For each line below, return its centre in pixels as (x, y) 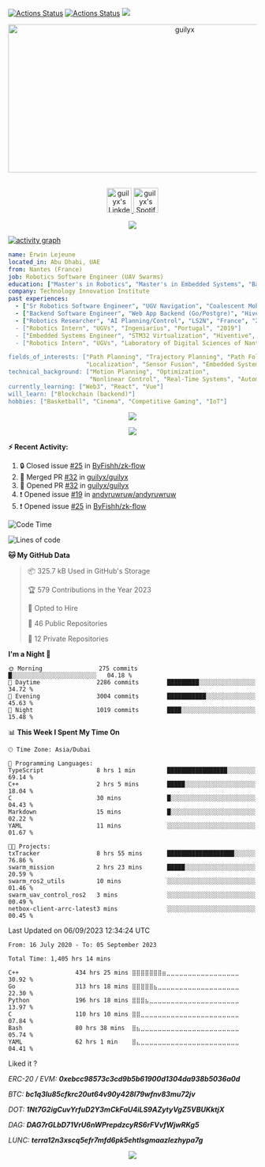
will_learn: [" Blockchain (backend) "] (72, 394)
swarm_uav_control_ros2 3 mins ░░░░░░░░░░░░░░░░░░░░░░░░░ (132, 895)
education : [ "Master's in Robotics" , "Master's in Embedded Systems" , (127, 284)
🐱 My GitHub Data (39, 555)
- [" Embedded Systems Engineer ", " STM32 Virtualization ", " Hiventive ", (136, 335)
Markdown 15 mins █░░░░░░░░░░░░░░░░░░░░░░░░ (132, 812)
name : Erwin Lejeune (42, 255)
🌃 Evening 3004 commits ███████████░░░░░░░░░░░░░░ (132, 696)
